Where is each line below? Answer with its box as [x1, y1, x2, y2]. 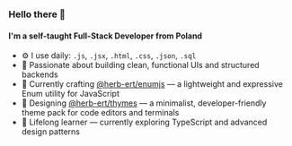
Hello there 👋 [8, 8, 66, 21]
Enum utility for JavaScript [21, 89, 120, 99]
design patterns [21, 126, 81, 137]
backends [21, 69, 59, 80]
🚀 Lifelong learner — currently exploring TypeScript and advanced [21, 116, 268, 128]
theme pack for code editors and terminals [21, 107, 180, 118]
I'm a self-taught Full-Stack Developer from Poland [8, 30, 203, 41]
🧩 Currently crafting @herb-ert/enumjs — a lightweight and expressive [21, 79, 284, 90]
